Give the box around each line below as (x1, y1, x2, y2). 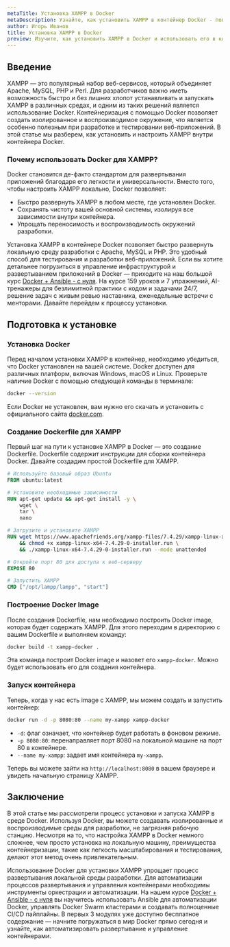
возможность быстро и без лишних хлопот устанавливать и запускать (7, 93, 214, 102)
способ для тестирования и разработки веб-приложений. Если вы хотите (7, 255, 223, 264)
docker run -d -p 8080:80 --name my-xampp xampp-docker (7, 716, 170, 723)
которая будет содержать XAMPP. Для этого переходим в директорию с (7, 622, 220, 631)
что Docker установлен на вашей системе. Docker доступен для (7, 362, 195, 371)
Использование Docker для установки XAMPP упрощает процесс (7, 866, 199, 875)
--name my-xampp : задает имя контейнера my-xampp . (16, 751, 164, 759)
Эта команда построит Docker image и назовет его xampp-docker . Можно (7, 656, 219, 664)
